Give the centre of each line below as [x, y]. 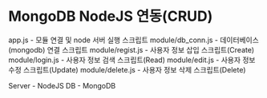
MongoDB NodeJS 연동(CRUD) [111, 16]
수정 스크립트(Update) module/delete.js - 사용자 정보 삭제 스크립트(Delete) [127, 69]
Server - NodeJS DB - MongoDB [62, 85]
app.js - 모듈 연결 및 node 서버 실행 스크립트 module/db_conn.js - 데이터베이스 [133, 40]
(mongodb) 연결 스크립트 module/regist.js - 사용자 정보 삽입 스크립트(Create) [131, 49]
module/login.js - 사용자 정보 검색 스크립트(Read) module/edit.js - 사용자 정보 [132, 60]
